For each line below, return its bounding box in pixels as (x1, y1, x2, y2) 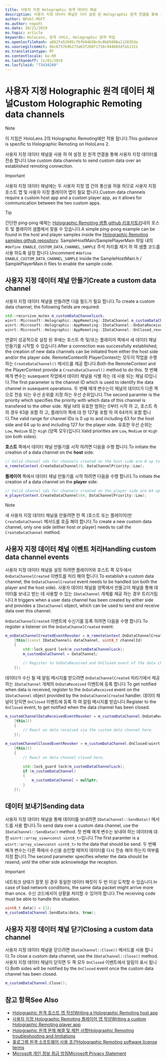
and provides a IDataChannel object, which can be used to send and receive (5, 602, 160, 608)
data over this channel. (5, 607, 52, 613)
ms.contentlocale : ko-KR (5, 53, 56, 59)
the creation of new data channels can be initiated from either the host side (5, 348, 158, 355)
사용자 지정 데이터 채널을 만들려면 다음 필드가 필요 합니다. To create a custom (5, 298, 155, 304)
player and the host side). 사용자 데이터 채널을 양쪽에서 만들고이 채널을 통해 (5, 584, 153, 591)
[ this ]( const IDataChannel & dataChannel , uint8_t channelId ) (14, 638, 142, 643)
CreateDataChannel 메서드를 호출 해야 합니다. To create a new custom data (5, 518, 152, 524)
